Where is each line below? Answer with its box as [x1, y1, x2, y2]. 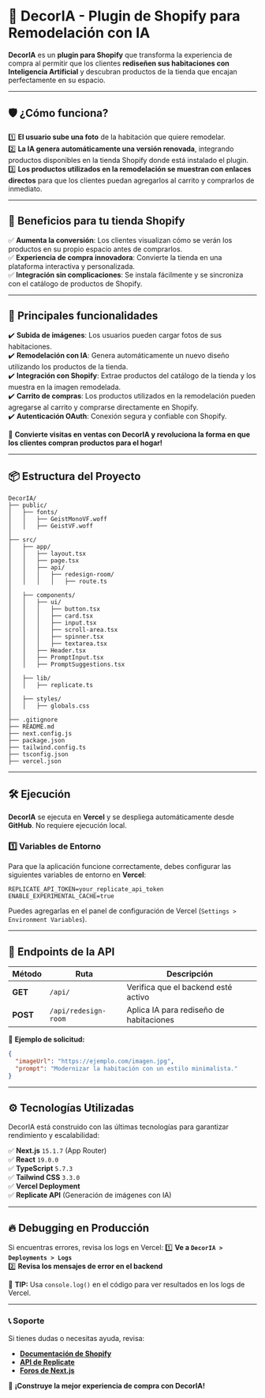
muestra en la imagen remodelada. [8, 383, 121, 392]
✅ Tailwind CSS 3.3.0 [8, 1173, 80, 1182]
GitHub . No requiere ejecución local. [8, 821, 128, 829]
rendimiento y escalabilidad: [8, 1131, 100, 1140]
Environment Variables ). [8, 915, 88, 924]
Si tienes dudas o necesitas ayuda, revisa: [8, 1333, 145, 1343]
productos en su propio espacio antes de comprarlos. [8, 244, 183, 254]
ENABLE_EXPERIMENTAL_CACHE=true [8, 893, 114, 901]
